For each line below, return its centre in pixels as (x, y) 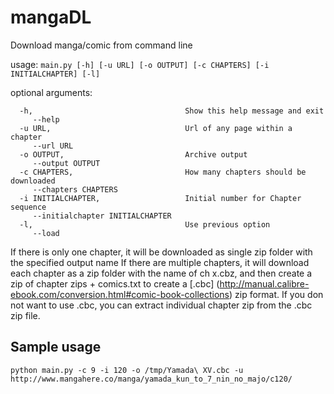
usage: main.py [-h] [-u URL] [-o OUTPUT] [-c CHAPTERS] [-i (140, 64)
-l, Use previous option (145, 224)
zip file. (25, 315)
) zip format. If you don (276, 294)
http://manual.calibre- (264, 283)
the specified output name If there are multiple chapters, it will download (160, 262)
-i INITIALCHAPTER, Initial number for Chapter (160, 198)
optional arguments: (51, 92)
